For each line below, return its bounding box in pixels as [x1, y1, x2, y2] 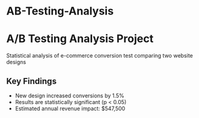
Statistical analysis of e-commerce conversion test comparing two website [6, 52, 193, 59]
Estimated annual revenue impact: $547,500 [15, 105, 126, 112]
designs [6, 59, 26, 66]
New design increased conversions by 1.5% [15, 92, 124, 99]
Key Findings [6, 76, 57, 86]
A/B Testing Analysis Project [6, 32, 153, 46]
